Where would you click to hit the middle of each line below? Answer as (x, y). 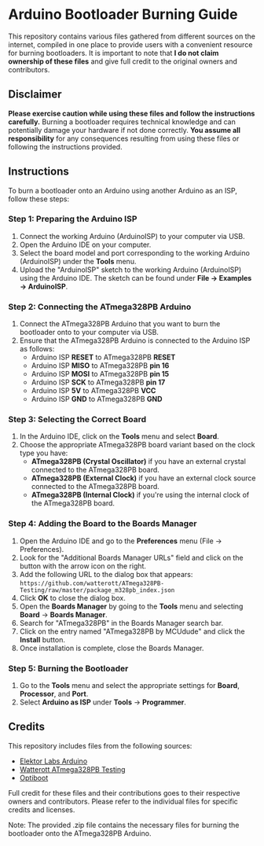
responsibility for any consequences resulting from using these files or (124, 138)
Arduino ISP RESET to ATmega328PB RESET (103, 357)
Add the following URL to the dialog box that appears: (106, 574)
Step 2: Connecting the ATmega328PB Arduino (100, 307)
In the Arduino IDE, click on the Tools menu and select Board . (119, 436)
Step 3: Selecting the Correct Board (77, 420)
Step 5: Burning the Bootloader (68, 668)
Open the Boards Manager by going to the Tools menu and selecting (131, 606)
